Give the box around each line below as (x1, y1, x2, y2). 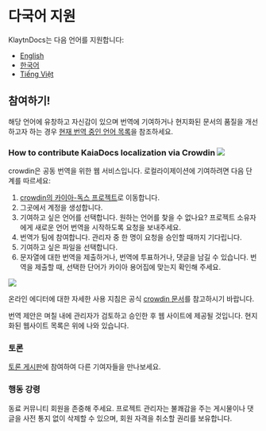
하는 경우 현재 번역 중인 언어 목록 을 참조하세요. (29, 126, 173, 136)
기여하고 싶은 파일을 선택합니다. (19, 243, 118, 252)
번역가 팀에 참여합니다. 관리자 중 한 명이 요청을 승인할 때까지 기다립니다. (19, 233, 242, 242)
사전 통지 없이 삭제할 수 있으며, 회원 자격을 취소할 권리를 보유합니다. (22, 414, 233, 423)
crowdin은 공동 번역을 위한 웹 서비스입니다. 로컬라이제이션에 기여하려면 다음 (8, 166, 245, 175)
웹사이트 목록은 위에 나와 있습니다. (22, 321, 129, 330)
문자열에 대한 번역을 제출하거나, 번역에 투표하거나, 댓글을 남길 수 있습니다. (19, 252, 249, 262)
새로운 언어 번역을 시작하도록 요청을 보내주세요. (34, 223, 181, 233)
